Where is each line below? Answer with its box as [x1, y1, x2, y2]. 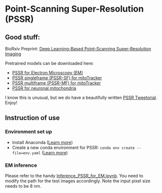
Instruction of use [5, 114, 60, 122]
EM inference [5, 161, 37, 168]
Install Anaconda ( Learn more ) [12, 139, 73, 145]
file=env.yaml [12, 150, 41, 156]
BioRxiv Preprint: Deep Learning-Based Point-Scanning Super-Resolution [5, 46, 151, 51]
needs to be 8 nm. [5, 183, 42, 189]
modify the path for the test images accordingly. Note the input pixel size [5, 178, 150, 184]
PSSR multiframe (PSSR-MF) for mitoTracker [12, 80, 101, 86]
